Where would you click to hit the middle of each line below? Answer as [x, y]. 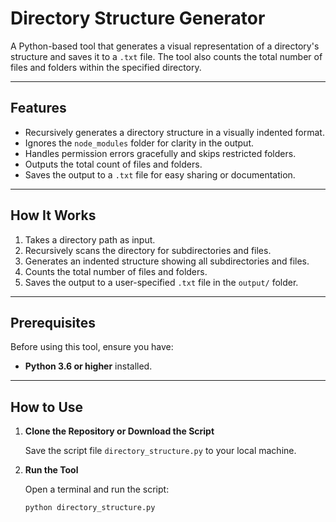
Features [38, 108]
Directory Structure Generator [138, 18]
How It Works [53, 215]
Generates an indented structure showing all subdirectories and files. [167, 261]
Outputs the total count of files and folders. [113, 164]
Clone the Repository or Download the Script [119, 431]
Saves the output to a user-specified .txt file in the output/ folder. [161, 282]
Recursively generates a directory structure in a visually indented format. [174, 132]
